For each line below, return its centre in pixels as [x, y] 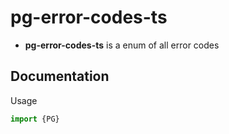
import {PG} [35, 119]
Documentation [60, 76]
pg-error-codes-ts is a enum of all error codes [122, 45]
